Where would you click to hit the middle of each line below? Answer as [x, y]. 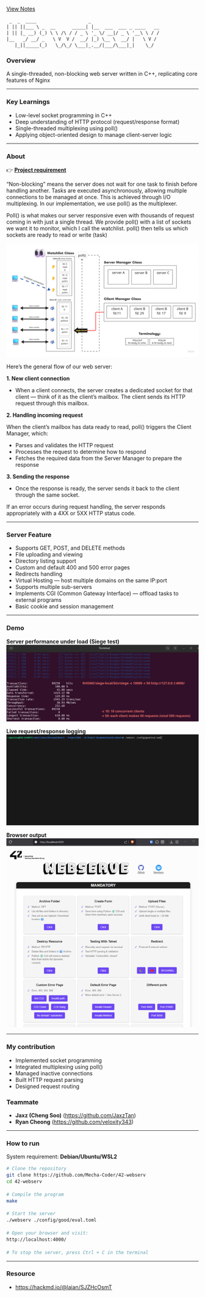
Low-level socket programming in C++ [63, 115]
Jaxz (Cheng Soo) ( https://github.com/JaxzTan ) [75, 1115]
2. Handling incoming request [45, 415]
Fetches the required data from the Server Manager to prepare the [99, 458]
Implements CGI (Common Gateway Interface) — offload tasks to [97, 594]
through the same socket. [47, 495]
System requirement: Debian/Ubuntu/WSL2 [62, 1156]
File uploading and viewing [49, 555]
